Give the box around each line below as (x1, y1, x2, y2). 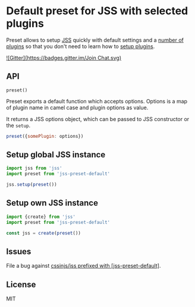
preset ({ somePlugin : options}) (6, 133, 84, 139)
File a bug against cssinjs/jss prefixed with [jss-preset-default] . (6, 262, 161, 270)
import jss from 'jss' (6, 165, 62, 172)
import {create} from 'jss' (6, 214, 76, 220)
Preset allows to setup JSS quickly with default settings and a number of (6, 36, 184, 43)
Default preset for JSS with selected (6, 4, 188, 18)
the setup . (6, 122, 31, 129)
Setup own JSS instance (6, 198, 98, 208)
